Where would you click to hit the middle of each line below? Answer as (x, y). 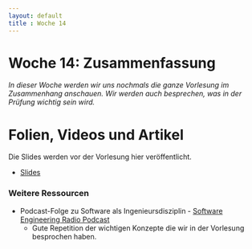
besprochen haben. (64, 236)
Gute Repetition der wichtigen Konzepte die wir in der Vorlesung (138, 228)
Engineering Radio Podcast (65, 219)
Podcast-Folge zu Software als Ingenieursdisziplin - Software (121, 210)
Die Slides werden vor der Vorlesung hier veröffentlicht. (100, 157)
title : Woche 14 (37, 23)
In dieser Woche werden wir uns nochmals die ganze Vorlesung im (119, 85)
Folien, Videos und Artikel (96, 135)
